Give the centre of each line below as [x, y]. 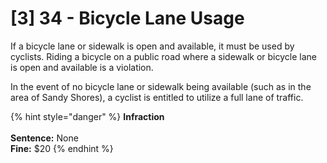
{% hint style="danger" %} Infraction [87, 116]
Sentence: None [44, 138]
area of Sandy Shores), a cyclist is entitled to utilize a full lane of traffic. [157, 97]
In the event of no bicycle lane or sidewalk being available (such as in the [161, 86]
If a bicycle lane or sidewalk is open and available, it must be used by [152, 46]
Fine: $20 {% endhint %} [62, 148]
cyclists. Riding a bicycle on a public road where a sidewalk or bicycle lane [163, 56]
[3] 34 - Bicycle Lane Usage [127, 18]
